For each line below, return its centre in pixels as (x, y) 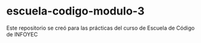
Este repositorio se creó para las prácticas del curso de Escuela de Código (100, 28)
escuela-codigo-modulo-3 (76, 11)
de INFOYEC (22, 34)
